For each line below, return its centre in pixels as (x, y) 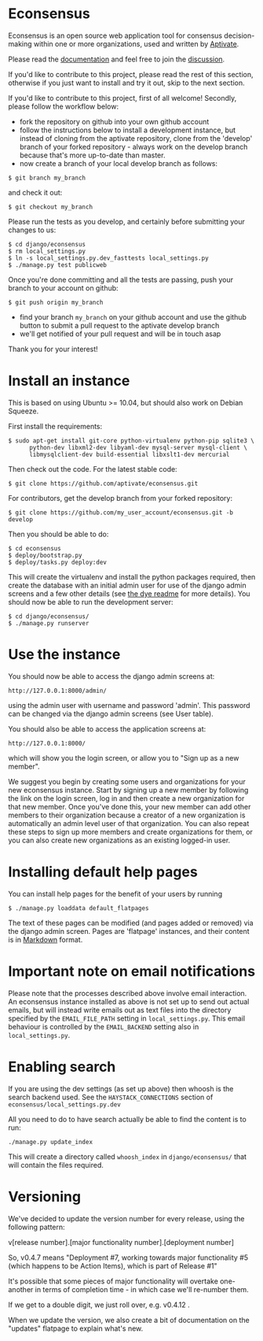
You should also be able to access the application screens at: (107, 728)
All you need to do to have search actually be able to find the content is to (128, 1119)
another (21, 1289)
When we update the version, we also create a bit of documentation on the (129, 1320)
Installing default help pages (103, 872)
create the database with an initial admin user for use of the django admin (127, 585)
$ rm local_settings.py (47, 251)
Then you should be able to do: (58, 534)
